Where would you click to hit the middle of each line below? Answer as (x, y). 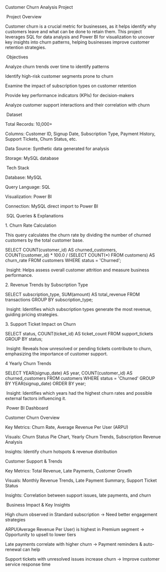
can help (31, 549)
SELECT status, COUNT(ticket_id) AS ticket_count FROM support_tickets (79, 334)
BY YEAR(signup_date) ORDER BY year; (46, 384)
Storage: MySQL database (32, 158)
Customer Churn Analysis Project (39, 7)
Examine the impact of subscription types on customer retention (71, 86)
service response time (28, 564)
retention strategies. (26, 47)
